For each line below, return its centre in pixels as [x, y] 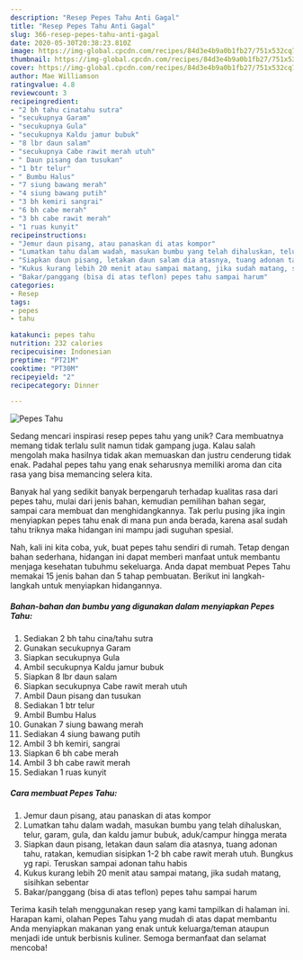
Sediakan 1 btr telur [59, 705]
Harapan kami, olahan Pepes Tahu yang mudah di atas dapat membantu [143, 920]
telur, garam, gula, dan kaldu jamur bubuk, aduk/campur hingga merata [155, 835]
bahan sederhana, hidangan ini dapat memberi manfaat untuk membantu [145, 557]
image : [22, 51]
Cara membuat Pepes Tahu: [64, 793]
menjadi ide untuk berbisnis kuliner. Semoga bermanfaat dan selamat [138, 938]
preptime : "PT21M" [45, 360]
